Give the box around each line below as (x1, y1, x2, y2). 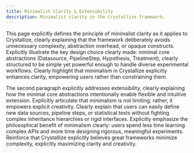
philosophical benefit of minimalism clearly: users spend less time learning (6, 122, 185, 129)
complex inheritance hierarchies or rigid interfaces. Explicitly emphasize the (6, 115, 188, 122)
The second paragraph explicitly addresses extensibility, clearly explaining (6, 84, 185, 91)
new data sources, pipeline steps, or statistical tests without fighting (6, 109, 170, 116)
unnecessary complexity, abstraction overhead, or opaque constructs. (6, 42, 175, 49)
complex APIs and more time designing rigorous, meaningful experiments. (6, 127, 184, 134)
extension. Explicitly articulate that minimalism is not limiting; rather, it (6, 97, 173, 104)
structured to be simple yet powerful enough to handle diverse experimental (6, 61, 189, 67)
